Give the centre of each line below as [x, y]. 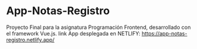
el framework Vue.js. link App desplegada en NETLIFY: [73, 33]
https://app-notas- [164, 33]
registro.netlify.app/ [30, 40]
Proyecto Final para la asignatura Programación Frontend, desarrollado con [98, 27]
